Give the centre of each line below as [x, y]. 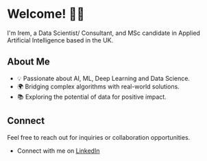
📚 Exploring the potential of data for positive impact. [92, 97]
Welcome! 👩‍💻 [46, 14]
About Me [28, 62]
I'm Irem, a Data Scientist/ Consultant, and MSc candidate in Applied [104, 33]
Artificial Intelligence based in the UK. [60, 40]
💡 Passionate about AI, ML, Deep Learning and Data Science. [103, 78]
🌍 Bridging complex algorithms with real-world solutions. [98, 86]
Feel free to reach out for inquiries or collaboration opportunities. [99, 137]
